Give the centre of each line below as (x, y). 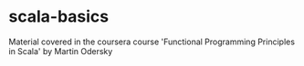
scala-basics (59, 17)
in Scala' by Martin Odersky (61, 51)
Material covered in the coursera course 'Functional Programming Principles (152, 42)
